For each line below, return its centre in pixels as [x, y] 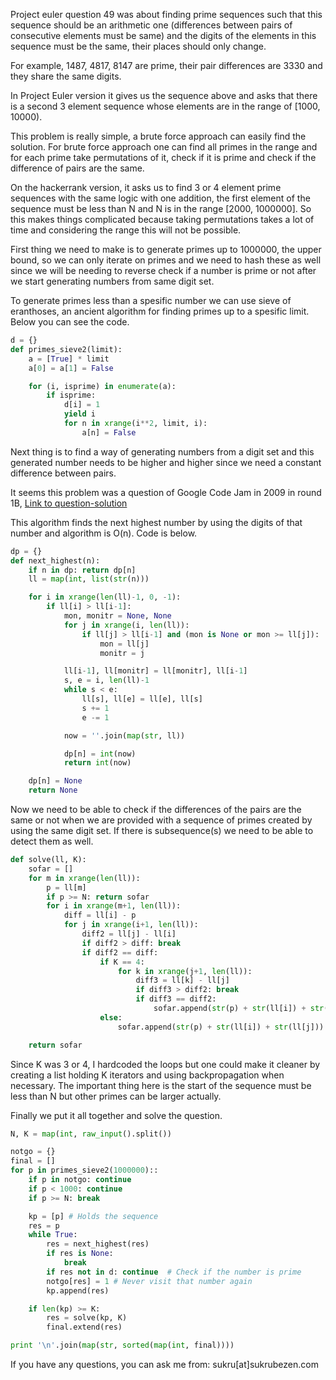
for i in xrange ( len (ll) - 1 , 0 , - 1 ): [105, 597]
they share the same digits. [66, 76]
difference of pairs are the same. [77, 168]
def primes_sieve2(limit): [66, 349]
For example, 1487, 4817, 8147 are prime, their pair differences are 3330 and [166, 65]
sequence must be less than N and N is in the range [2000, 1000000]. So [161, 208]
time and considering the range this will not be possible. [126, 230]
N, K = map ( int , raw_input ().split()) [91, 1134]
